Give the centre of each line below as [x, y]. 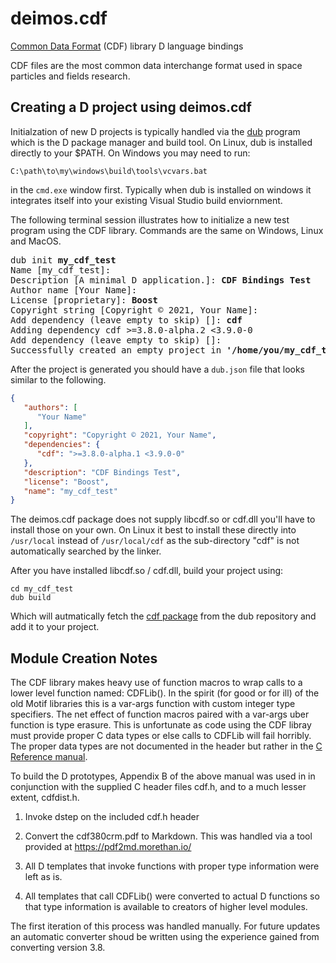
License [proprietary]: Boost [84, 300]
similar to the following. [58, 379]
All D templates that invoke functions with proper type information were [172, 866]
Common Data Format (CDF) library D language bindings [127, 46]
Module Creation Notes [84, 658]
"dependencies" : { [62, 445]
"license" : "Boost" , [66, 482]
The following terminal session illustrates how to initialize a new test [150, 219]
